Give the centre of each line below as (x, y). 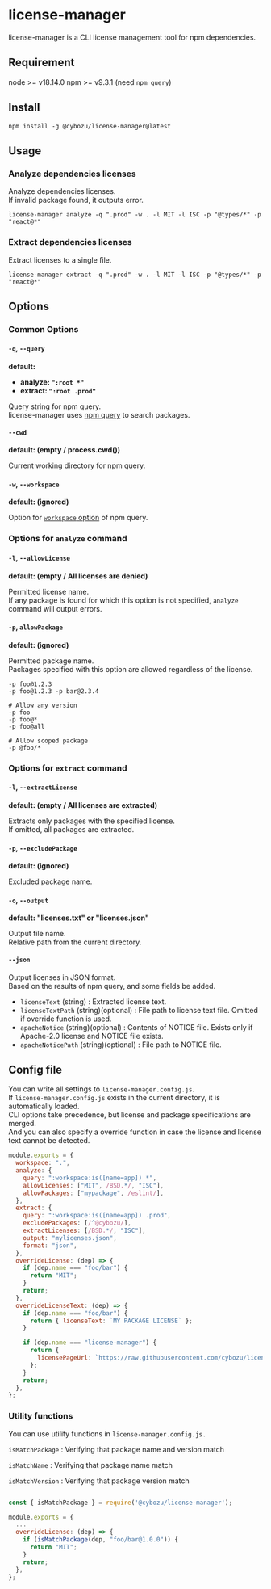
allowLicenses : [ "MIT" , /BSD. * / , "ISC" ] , (93, 1185)
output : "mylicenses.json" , (70, 1238)
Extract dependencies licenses (70, 242)
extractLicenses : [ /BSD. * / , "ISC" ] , (85, 1231)
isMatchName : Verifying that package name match (91, 1465)
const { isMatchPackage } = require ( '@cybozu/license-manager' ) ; (120, 1503)
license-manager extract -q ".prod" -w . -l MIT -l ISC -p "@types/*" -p (135, 275)
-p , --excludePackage (43, 848)
